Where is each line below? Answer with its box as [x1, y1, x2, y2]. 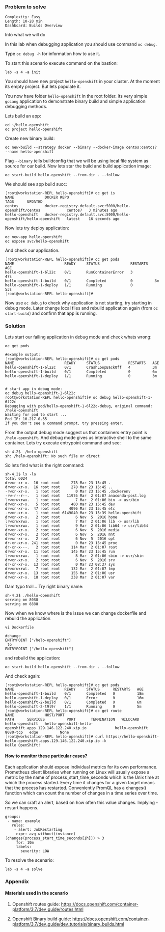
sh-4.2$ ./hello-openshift [5, 593, 60, 598]
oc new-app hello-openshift [5, 235, 63, 240]
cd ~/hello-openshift [5, 123, 50, 128]
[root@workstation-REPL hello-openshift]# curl [5, 734, 105, 739]
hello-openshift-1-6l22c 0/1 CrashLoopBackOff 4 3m [5, 365, 157, 370]
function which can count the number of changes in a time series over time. [5, 790, 159, 796]
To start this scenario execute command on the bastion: [5, 60, 118, 66]
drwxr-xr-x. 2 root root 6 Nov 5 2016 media [5, 527, 120, 532]
